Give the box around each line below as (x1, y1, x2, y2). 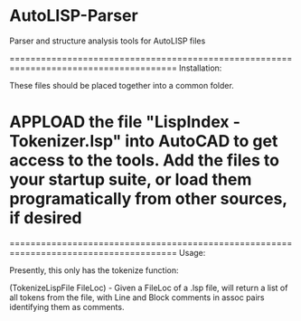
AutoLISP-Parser (9, 5, 138, 26)
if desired (9, 208, 83, 229)
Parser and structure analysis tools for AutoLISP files (9, 35, 206, 46)
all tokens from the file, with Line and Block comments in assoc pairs (9, 291, 265, 303)
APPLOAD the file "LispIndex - (9, 112, 241, 132)
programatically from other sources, (9, 189, 287, 209)
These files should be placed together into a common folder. (9, 80, 235, 90)
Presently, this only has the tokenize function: (9, 264, 179, 276)
